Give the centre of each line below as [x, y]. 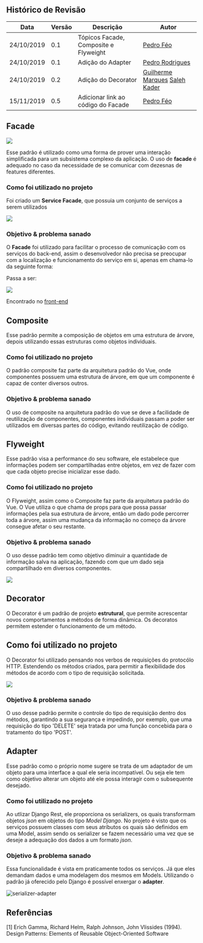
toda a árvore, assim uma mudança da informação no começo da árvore [96, 520]
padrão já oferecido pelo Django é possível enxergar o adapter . [85, 882]
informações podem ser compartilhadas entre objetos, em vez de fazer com [101, 465]
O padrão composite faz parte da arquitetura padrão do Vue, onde [89, 371]
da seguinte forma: [30, 267]
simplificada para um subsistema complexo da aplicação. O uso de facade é [101, 159]
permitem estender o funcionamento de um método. [71, 626]
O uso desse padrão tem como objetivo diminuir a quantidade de [87, 555]
